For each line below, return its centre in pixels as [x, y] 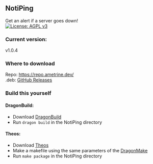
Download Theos [31, 145]
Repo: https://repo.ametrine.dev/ [40, 75]
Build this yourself [29, 93]
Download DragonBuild [37, 117]
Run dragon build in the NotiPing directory [57, 122]
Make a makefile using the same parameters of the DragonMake [80, 150]
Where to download [30, 64]
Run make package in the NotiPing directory [57, 156]
